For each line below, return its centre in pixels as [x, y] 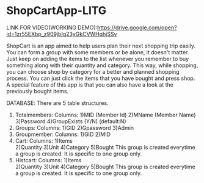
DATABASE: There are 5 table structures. [57, 103]
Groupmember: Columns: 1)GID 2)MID [63, 134]
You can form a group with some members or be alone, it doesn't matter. [98, 52]
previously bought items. [38, 91]
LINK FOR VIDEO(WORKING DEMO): [52, 27]
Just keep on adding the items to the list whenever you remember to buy [98, 59]
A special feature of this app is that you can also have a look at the [90, 84]
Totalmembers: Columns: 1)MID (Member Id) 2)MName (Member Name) [105, 115]
